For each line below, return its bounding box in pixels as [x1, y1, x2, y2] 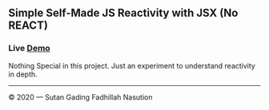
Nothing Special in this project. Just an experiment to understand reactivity [8, 61, 256, 70]
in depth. [8, 69, 38, 79]
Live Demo [8, 43, 50, 54]
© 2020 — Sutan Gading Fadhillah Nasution [8, 92, 153, 102]
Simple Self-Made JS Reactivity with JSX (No [8, 6, 239, 20]
